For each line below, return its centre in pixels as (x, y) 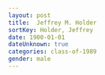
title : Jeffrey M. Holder (52, 23)
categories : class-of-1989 (52, 52)
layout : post (30, 15)
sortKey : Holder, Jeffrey (51, 30)
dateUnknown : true (38, 45)
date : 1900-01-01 (37, 37)
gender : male (30, 59)
